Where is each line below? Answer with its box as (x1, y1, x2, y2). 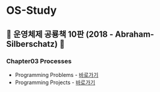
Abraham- (115, 29, 155, 39)
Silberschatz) (6, 38, 58, 49)
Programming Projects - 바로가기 (14, 79, 96, 86)
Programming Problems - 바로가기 (14, 71, 99, 78)
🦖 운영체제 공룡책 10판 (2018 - (6, 29, 114, 39)
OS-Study (6, 4, 57, 17)
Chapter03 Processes (6, 57, 72, 65)
